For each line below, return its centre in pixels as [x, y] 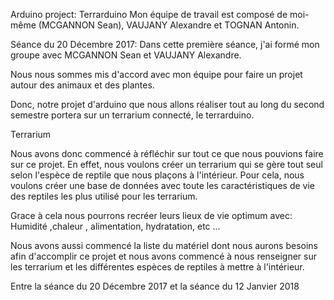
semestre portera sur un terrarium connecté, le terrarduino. [132, 115]
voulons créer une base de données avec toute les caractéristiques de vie [162, 185]
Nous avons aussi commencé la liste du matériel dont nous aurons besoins [164, 245]
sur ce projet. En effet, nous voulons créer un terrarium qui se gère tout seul [166, 164]
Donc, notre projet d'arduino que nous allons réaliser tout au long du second [167, 104]
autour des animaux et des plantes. [82, 85]
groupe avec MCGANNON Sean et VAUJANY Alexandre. [126, 55]
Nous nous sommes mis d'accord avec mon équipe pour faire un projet [156, 74]
